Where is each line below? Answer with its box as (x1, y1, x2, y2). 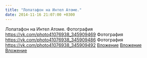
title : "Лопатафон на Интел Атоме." (5, 7, 82, 13)
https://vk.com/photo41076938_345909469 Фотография (5, 31, 123, 37)
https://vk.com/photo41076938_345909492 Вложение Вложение (5, 42, 142, 48)
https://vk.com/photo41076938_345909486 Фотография (5, 36, 123, 43)
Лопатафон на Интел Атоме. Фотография (5, 26, 93, 32)
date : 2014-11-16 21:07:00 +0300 (5, 12, 75, 17)
